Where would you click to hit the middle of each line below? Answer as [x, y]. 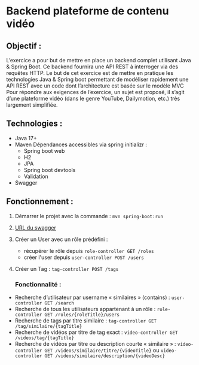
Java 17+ [26, 138]
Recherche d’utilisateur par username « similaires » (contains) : [92, 297]
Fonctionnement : [40, 202]
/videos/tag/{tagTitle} [45, 338]
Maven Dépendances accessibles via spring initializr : [81, 144]
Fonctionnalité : [38, 284]
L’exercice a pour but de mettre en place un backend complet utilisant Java [99, 60]
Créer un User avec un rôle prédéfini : [61, 239]
